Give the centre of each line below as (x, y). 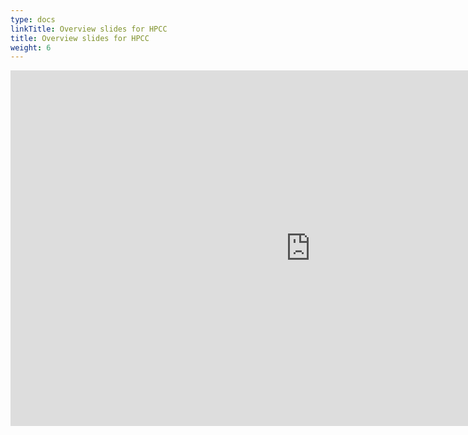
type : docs (33, 19)
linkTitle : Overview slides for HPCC (89, 29)
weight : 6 (31, 47)
